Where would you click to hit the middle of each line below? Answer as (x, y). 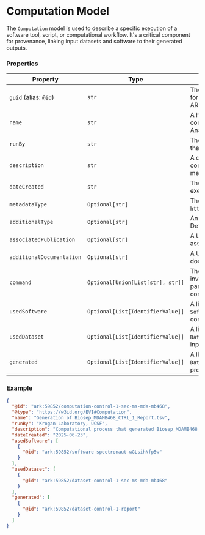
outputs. (17, 48)
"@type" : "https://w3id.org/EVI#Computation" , (72, 412)
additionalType (31, 222)
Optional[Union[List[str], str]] (136, 282)
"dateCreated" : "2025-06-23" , (50, 435)
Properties (22, 64)
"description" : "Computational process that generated (83, 429)
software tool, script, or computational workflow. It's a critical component (98, 34)
